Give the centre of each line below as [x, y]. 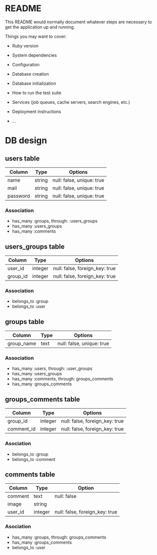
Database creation [31, 74]
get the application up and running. [40, 27]
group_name [22, 344]
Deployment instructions [37, 111]
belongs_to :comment [34, 459]
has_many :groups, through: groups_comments [59, 537]
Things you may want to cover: [36, 36]
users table [23, 158]
